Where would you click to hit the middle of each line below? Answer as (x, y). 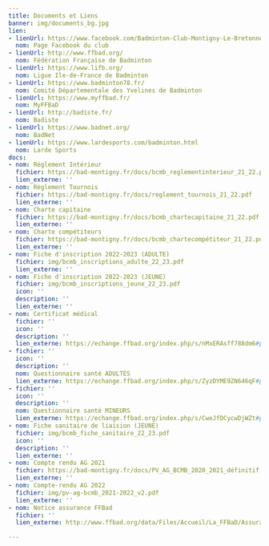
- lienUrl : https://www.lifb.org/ (66, 68)
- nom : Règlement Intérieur (55, 165)
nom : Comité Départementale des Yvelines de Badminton (109, 90)
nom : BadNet (36, 135)
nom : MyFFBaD (37, 105)
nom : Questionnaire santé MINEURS (73, 411)
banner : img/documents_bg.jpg (59, 23)
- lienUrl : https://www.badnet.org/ (69, 127)
